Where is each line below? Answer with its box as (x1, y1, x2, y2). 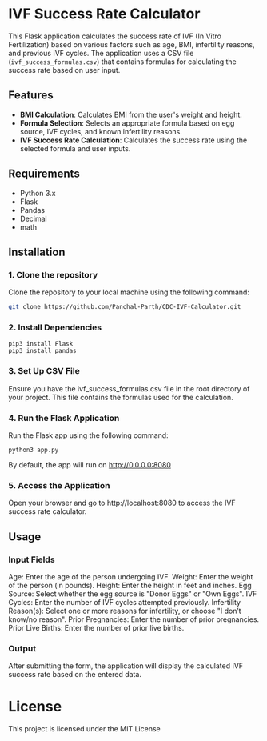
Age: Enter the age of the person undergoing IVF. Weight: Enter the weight (8, 572, 253, 581)
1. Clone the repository (8, 269, 98, 280)
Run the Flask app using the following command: (8, 431, 169, 440)
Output (8, 643, 37, 654)
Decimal (19, 214, 47, 223)
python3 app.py (8, 446, 59, 455)
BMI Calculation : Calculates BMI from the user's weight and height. (19, 110, 242, 119)
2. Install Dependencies (8, 322, 102, 333)
